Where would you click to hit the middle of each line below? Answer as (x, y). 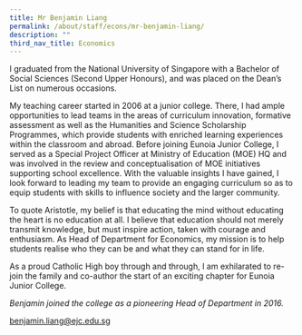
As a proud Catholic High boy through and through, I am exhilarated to (141, 266)
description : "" (40, 34)
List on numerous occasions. (63, 88)
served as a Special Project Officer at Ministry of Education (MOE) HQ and (148, 154)
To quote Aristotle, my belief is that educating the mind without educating (146, 211)
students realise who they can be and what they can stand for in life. (137, 249)
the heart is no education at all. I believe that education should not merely (146, 220)
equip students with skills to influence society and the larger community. (145, 192)
